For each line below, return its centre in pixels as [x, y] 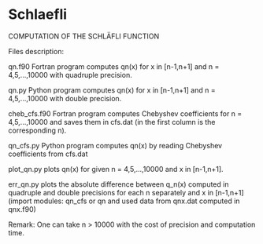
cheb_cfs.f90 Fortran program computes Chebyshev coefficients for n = [125, 113]
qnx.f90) [22, 209]
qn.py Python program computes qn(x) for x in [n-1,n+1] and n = [112, 90]
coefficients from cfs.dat [48, 154]
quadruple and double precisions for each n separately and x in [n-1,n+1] [126, 192]
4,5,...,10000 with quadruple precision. [70, 75]
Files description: [36, 51]
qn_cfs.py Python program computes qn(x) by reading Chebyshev [115, 145]
